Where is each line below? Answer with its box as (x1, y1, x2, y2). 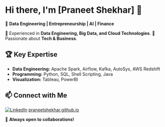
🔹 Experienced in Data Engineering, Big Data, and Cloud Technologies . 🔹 (5, 30, 155, 36)
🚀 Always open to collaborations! (5, 116, 74, 122)
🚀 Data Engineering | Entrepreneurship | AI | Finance (5, 21, 114, 27)
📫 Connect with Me (5, 91, 67, 100)
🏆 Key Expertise (5, 50, 58, 59)
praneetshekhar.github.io (28, 107, 79, 113)
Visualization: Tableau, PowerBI (12, 76, 78, 82)
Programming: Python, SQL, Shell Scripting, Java (12, 71, 113, 77)
